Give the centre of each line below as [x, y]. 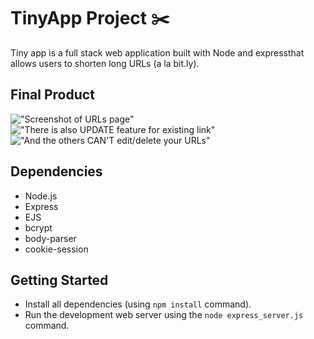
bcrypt [38, 227]
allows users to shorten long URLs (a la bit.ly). [105, 63]
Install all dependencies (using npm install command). [138, 304]
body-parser [50, 238]
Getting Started [59, 280]
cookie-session [56, 249]
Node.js [41, 196]
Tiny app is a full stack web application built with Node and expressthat [157, 52]
